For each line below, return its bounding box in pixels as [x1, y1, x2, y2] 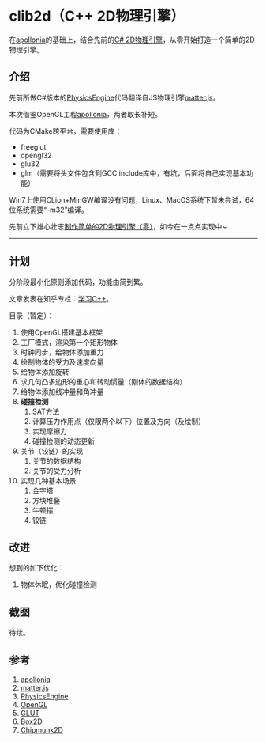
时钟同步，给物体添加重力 [20, 347, 104, 357]
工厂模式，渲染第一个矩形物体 [20, 337, 118, 346]
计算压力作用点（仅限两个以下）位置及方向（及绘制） [32, 416, 206, 426]
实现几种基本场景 [20, 475, 77, 485]
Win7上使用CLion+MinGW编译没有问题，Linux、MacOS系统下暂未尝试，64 [9, 195, 255, 204]
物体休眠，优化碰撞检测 [20, 580, 97, 589]
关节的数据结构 [32, 456, 81, 465]
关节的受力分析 [32, 466, 81, 475]
